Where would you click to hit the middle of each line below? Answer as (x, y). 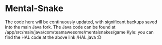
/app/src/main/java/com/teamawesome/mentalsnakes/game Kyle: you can (79, 32)
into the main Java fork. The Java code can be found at (60, 27)
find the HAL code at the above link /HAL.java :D (53, 37)
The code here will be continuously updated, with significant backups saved (81, 22)
